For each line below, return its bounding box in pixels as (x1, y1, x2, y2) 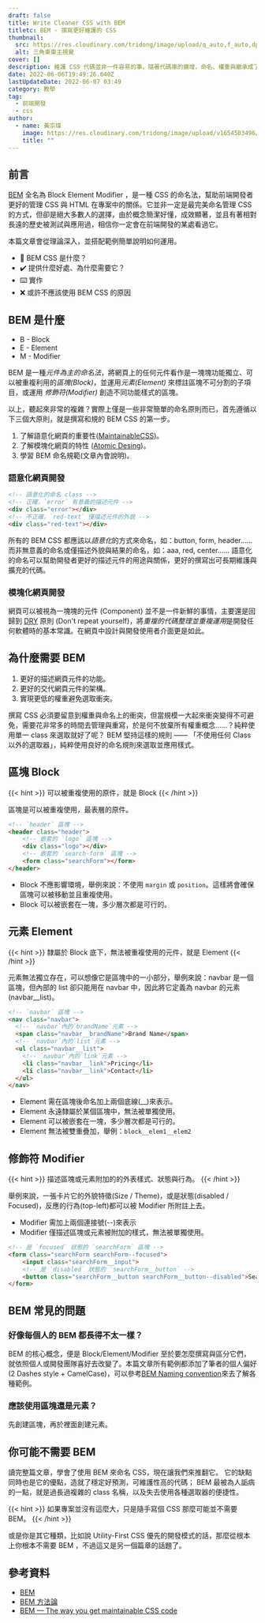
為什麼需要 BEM (8, 651, 86, 665)
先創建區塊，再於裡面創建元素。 (8, 1420, 112, 1429)
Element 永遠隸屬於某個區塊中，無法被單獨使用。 (19, 1107, 180, 1117)
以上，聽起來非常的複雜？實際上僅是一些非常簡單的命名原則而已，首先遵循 (8, 405, 250, 414)
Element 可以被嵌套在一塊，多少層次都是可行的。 (19, 1117, 180, 1126)
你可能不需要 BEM (8, 1445, 96, 1459)
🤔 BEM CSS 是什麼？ (19, 254, 88, 263)
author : (8, 115, 34, 122)
